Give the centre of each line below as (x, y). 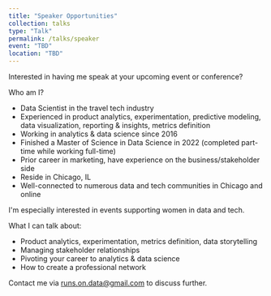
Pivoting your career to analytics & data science (100, 259)
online (30, 194)
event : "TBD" (30, 46)
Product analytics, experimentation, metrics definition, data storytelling (139, 241)
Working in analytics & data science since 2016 (99, 134)
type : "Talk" (30, 31)
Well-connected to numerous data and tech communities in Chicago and (142, 186)
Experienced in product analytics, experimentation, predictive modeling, (140, 117)
